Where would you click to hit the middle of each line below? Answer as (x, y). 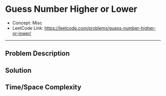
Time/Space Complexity (43, 87)
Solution (18, 70)
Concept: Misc (27, 23)
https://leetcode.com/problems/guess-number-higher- (100, 28)
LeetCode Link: (28, 28)
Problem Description (38, 54)
